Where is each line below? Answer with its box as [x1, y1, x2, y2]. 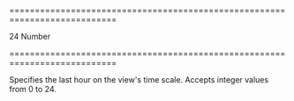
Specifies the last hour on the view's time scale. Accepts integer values [9, 75, 269, 84]
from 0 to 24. [9, 84, 57, 94]
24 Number [9, 32, 51, 41]
